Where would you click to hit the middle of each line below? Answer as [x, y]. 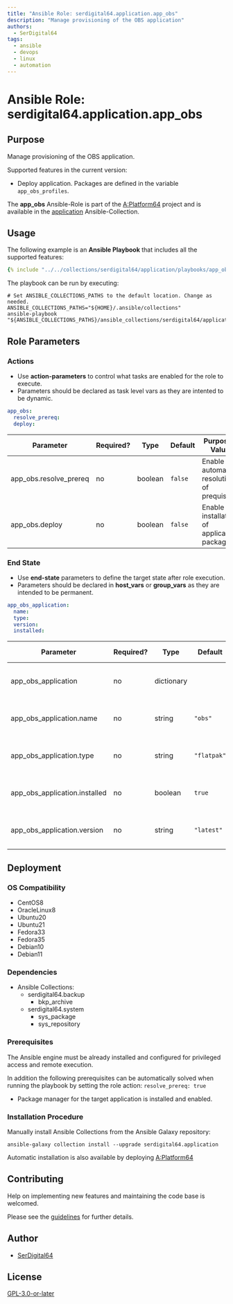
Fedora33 [31, 932]
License [25, 1277]
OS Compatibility [36, 887]
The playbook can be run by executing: [63, 283]
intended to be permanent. [55, 592]
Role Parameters [44, 341]
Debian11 [30, 954]
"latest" [208, 830]
